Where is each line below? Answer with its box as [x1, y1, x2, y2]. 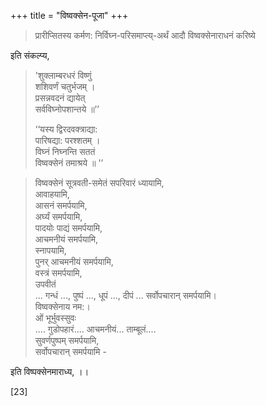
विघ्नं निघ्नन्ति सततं [34, 146, 96, 157]
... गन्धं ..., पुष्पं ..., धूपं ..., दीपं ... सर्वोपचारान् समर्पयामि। [34, 290, 217, 301]
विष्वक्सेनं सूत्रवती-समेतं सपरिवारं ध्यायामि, [34, 177, 165, 189]
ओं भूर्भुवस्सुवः [34, 312, 77, 324]
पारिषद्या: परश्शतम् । [34, 135, 101, 146]
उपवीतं [34, 278, 57, 290]
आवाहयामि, [34, 188, 70, 200]
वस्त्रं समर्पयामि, [34, 267, 83, 279]
